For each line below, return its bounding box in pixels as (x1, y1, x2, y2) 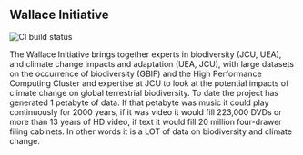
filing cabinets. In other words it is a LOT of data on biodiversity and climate (9, 126, 293, 137)
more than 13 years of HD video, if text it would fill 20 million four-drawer (9, 116, 282, 127)
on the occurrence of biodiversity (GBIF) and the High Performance (9, 68, 262, 79)
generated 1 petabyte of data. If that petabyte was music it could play (9, 97, 269, 108)
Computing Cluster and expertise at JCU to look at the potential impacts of (9, 77, 289, 89)
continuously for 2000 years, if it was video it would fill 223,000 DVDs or (9, 106, 282, 117)
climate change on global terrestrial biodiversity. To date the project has (9, 87, 279, 98)
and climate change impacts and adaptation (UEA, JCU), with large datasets (9, 58, 295, 69)
